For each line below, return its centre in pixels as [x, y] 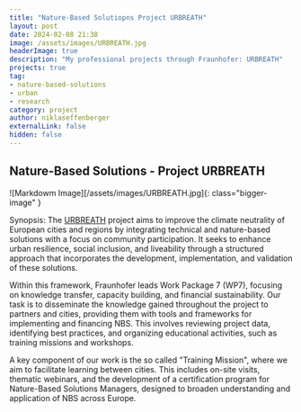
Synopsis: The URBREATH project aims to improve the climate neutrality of [147, 219]
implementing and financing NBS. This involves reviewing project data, [140, 323]
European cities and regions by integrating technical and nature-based [140, 229]
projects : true [38, 68]
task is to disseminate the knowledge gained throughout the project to [139, 304]
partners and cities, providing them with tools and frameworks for [131, 313]
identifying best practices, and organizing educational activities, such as [143, 333]
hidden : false [36, 135]
